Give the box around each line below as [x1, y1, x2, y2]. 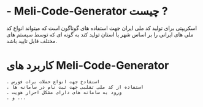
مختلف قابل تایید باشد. [6, 37, 58, 44]
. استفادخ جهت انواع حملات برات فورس [6, 78, 100, 85]
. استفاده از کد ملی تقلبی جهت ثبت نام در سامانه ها [6, 84, 144, 90]
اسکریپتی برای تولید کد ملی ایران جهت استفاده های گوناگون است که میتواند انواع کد [6, 24, 197, 32]
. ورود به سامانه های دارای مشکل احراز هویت [6, 89, 122, 95]
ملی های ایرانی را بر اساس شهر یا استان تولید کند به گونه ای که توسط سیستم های [6, 30, 194, 38]
